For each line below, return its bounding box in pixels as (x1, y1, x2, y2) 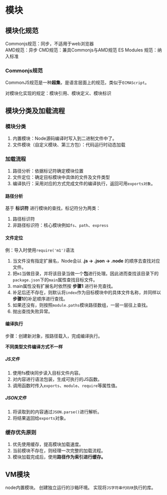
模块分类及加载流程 (5, 107, 65, 115)
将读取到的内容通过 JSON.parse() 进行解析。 (12, 409, 102, 415)
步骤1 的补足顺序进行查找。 (12, 295, 68, 302)
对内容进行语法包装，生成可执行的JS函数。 (12, 376, 102, 382)
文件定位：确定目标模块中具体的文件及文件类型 (12, 174, 110, 180)
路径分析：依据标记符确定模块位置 (12, 168, 84, 174)
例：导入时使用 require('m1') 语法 (5, 247, 75, 253)
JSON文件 (5, 395, 27, 401)
